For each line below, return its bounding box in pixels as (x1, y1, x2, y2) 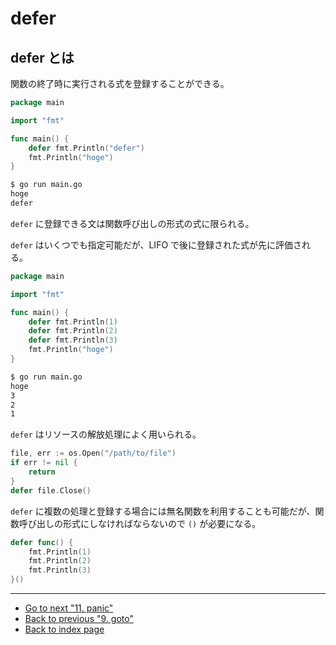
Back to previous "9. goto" (24, 613, 134, 624)
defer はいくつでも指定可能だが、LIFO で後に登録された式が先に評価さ (10, 238, 303, 251)
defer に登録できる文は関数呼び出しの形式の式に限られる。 (10, 217, 255, 229)
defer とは (10, 49, 75, 66)
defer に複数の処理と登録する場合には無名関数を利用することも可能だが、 (10, 505, 316, 517)
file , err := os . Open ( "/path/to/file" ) (10, 448, 177, 459)
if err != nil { (10, 458, 78, 468)
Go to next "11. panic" (24, 602, 114, 614)
